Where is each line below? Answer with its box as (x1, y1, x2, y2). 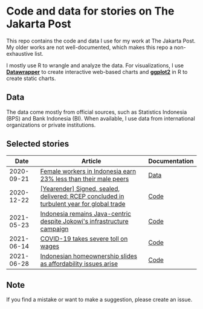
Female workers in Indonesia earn (40, 167, 137, 175)
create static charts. (6, 75, 56, 82)
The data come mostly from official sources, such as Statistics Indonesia (6, 108, 187, 116)
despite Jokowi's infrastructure (40, 217, 129, 225)
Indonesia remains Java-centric (40, 209, 132, 218)
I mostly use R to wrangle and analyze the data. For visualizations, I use (6, 62, 184, 69)
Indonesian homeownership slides (40, 251, 138, 260)
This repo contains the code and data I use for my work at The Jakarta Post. (6, 37, 196, 44)
